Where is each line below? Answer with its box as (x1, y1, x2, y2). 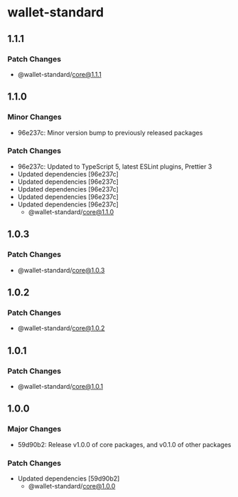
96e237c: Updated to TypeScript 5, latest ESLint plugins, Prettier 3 (17, 162, 212, 171)
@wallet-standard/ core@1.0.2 (17, 324, 105, 333)
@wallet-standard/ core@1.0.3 (17, 266, 105, 274)
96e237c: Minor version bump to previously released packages (17, 128, 203, 137)
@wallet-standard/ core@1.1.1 (17, 70, 102, 78)
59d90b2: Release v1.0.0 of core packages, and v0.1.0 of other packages (17, 440, 232, 449)
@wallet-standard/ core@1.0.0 (28, 481, 116, 490)
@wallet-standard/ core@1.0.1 (17, 382, 104, 390)
